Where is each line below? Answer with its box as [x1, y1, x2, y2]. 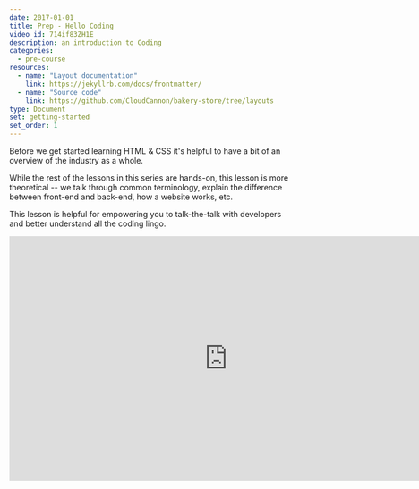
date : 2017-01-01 [9, 13, 74, 22]
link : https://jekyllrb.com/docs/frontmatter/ [25, 80, 202, 89]
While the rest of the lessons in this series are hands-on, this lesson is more [9, 173, 289, 183]
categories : [9, 46, 54, 55]
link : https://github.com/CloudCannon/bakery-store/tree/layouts [25, 96, 275, 105]
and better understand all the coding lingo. [9, 218, 167, 229]
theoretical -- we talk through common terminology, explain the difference [9, 182, 283, 192]
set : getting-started [9, 113, 90, 122]
